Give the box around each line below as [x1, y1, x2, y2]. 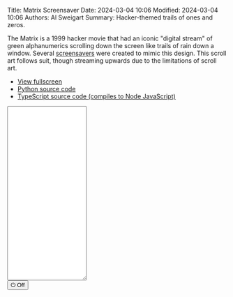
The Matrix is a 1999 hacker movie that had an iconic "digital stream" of [7, 34, 213, 43]
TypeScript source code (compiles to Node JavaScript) [17, 92, 176, 100]
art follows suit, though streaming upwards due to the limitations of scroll [7, 56, 217, 65]
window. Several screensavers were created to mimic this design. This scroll [7, 49, 227, 57]
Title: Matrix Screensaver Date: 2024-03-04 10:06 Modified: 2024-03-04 [7, 6, 218, 14]
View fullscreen [17, 77, 63, 86]
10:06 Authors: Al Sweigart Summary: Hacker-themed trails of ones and [7, 13, 213, 22]
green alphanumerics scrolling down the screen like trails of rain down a [7, 42, 214, 49]
